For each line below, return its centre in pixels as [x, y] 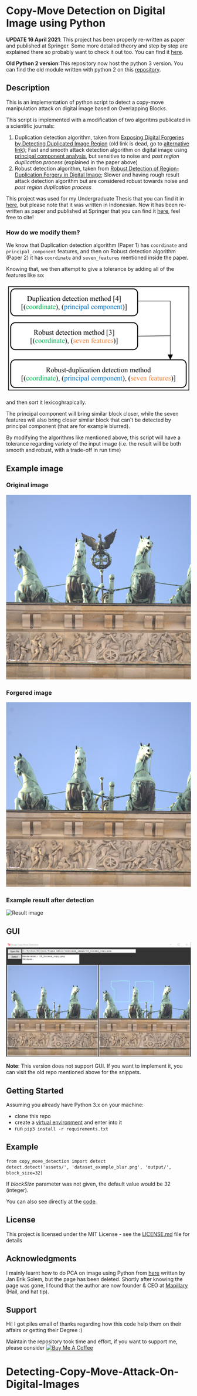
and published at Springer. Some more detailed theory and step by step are [97, 46]
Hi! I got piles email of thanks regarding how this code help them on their [94, 1324]
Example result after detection [50, 900]
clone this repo [33, 1116]
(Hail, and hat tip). [28, 1292]
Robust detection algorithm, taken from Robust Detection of [86, 168]
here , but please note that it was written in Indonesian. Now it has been [92, 205]
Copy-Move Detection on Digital [86, 11]
